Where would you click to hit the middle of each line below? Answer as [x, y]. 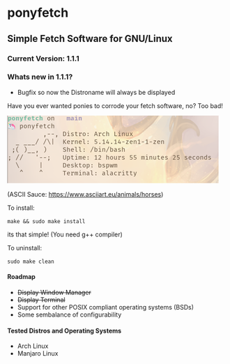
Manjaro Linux [38, 354]
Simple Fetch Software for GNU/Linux [90, 39]
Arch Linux [33, 346]
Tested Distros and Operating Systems [64, 331]
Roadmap [22, 277]
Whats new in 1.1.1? [40, 77]
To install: [21, 208]
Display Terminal [41, 300]
